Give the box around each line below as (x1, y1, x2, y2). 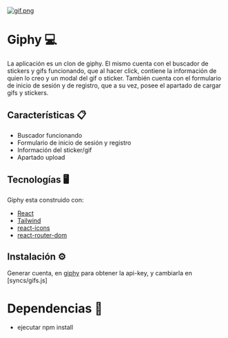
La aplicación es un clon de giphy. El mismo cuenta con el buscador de (7, 59, 209, 67)
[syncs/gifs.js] (7, 276, 48, 285)
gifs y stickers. (7, 88, 49, 96)
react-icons (17, 224, 50, 232)
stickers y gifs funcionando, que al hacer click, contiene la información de (7, 66, 217, 75)
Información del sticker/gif (17, 145, 92, 154)
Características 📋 (7, 109, 87, 121)
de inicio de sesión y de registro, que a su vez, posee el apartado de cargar (7, 81, 222, 89)
